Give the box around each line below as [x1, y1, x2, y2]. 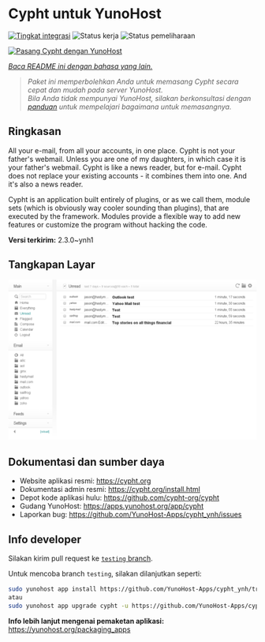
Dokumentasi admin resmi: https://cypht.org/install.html [19, 485, 201, 494]
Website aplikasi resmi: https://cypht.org [19, 476, 151, 486]
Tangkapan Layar [8, 258, 95, 272]
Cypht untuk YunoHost [8, 5, 162, 23]
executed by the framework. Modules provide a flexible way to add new [8, 211, 241, 221]
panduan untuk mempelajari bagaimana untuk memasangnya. [27, 102, 232, 111]
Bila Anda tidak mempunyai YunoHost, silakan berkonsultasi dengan [27, 93, 252, 103]
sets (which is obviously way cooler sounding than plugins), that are [8, 203, 230, 212]
